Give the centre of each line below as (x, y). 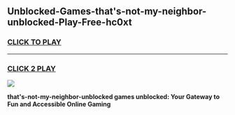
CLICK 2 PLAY (31, 68)
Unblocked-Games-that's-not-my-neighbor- (107, 11)
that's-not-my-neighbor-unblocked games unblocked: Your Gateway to (114, 96)
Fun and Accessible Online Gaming (59, 104)
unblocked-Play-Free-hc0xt (70, 23)
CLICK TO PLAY (34, 43)
